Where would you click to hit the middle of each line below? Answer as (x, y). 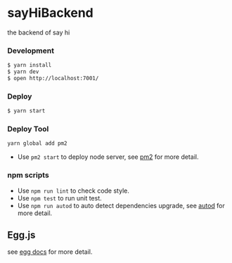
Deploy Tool (28, 129)
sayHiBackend (50, 13)
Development (31, 51)
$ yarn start (26, 111)
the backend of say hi (39, 32)
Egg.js (21, 235)
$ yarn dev (23, 72)
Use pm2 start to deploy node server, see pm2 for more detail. (108, 157)
